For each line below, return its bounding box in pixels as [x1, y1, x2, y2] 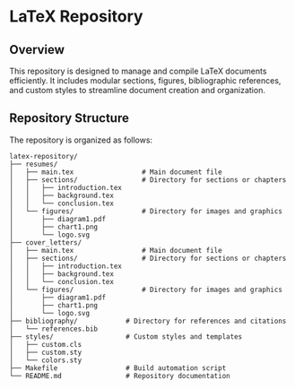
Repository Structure [9, 110, 130, 126]
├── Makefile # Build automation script [9, 363, 227, 373]
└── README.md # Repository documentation [9, 371, 230, 380]
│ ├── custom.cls [9, 340, 82, 349]
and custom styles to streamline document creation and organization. [9, 85, 266, 95]
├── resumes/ [9, 160, 58, 169]
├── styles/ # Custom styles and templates [9, 332, 243, 341]
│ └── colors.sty [9, 356, 82, 365]
